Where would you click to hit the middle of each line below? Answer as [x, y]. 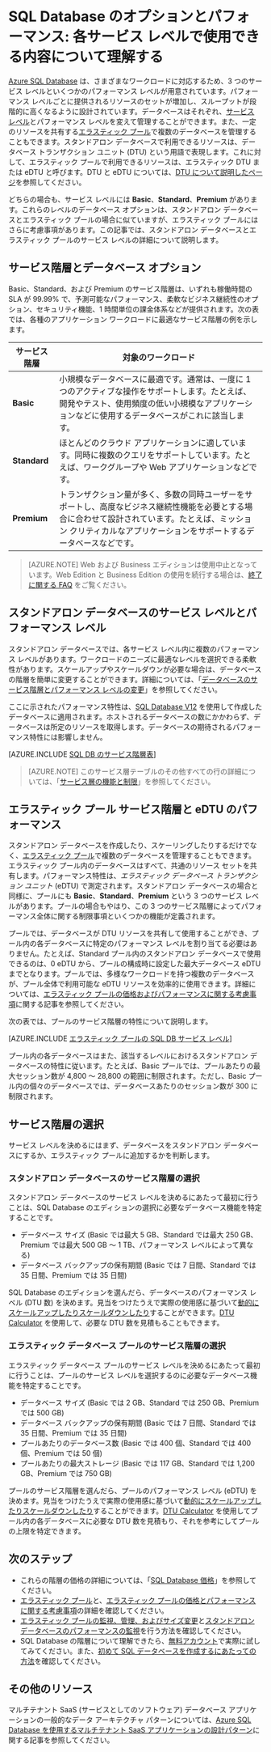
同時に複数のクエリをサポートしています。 [155, 455]
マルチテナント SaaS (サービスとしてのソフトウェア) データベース [118, 1710]
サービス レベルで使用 [159, 37]
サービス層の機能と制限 [99, 781]
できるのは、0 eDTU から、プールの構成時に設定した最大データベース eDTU [135, 964]
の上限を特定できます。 [47, 1531]
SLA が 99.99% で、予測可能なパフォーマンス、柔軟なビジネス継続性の [126, 299]
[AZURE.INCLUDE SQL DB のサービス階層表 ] [82, 754]
